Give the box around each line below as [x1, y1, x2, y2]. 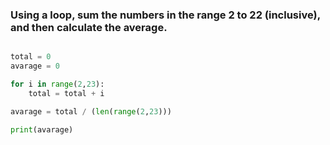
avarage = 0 [10, 61, 60, 72]
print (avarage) [10, 124, 74, 135]
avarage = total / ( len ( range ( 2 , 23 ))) [10, 106, 172, 117]
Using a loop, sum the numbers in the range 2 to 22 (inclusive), [10, 8, 321, 22]
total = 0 [10, 52, 52, 62]
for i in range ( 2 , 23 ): [10, 79, 105, 90]
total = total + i [28, 88, 105, 98]
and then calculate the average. [10, 20, 168, 34]
